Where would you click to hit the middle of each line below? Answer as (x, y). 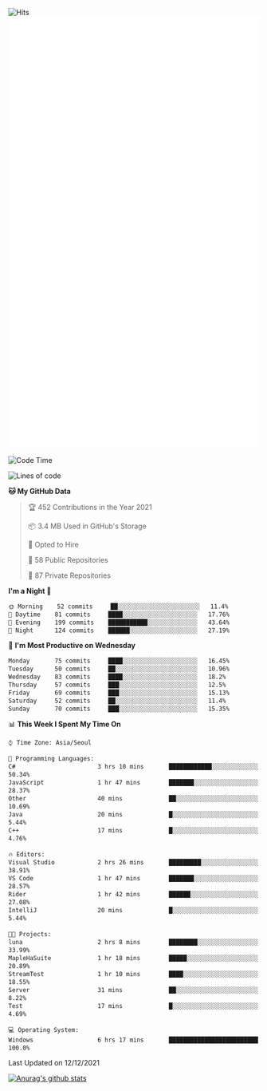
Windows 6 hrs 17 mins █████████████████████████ (133, 1040)
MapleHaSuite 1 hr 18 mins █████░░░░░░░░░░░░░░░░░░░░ (133, 959)
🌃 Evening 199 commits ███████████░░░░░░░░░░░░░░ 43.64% (119, 623)
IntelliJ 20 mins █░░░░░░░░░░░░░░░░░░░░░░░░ (133, 911)
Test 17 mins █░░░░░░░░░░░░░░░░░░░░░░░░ (133, 1006)
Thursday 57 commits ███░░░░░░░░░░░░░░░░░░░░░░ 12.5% (117, 685)
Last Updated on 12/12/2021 (54, 1063)
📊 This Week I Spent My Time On (65, 724)
